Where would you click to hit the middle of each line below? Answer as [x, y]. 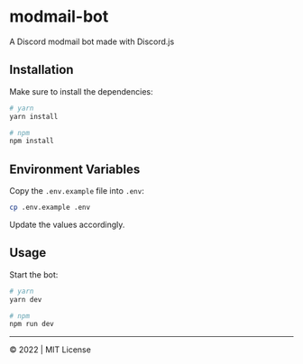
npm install [32, 141]
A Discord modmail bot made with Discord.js [92, 41]
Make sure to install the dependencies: [81, 91]
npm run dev [32, 324]
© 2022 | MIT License [50, 350]
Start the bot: [34, 274]
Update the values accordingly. [67, 224]
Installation [41, 70]
